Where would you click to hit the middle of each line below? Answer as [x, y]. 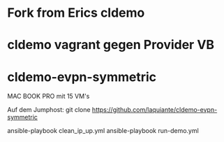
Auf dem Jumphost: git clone [49, 110]
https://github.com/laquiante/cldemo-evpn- [155, 110]
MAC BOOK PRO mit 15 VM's [48, 97]
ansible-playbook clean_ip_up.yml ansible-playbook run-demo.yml [103, 131]
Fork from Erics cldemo [76, 13]
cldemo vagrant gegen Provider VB [111, 45]
